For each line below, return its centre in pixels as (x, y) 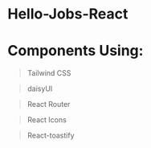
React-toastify (51, 136)
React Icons (47, 120)
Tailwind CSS (49, 73)
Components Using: (75, 51)
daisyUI (40, 88)
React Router (49, 105)
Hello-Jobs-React (68, 14)
